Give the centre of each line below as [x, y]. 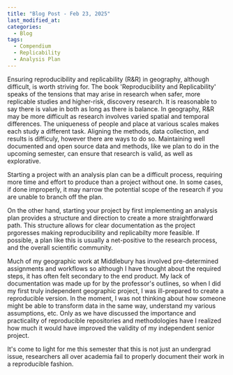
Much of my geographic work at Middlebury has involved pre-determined [113, 261]
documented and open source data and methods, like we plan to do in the [113, 146]
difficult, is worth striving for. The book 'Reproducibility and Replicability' [112, 86]
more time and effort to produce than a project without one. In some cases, [115, 182]
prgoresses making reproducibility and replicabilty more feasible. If [104, 232]
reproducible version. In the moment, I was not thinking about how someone [117, 298]
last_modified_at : [34, 20]
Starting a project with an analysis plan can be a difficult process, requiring [115, 174]
